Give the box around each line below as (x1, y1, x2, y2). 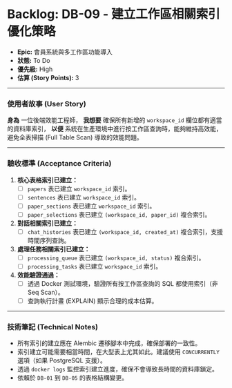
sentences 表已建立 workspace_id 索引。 (27, 193, 140, 201)
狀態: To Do (17, 56, 50, 64)
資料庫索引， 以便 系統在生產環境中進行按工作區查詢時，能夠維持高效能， (12, 125, 222, 133)
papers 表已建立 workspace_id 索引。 (27, 184, 131, 193)
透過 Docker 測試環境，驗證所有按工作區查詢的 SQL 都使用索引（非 (27, 279, 219, 287)
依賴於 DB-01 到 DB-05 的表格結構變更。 (17, 374, 128, 382)
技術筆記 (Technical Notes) (7, 322, 99, 332)
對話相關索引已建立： (17, 219, 78, 227)
